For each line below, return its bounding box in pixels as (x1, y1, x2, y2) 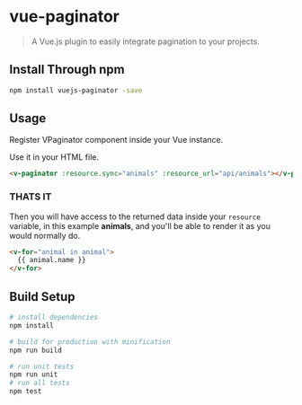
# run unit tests (9, 362, 75, 371)
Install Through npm (9, 62, 125, 77)
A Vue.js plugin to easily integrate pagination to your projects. (31, 36, 261, 47)
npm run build (9, 346, 63, 355)
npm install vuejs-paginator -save (9, 85, 143, 95)
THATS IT (9, 190, 52, 203)
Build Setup (9, 289, 75, 304)
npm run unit (9, 370, 58, 379)
